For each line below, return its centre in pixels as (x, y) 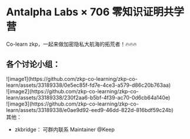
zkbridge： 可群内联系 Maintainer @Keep (64, 129)
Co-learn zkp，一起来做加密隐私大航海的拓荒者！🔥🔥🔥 (71, 44)
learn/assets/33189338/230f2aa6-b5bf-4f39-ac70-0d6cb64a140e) (88, 97)
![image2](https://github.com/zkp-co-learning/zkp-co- (73, 91)
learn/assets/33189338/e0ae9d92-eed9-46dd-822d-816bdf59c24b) (90, 110)
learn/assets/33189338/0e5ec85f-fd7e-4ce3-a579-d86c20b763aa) (89, 85)
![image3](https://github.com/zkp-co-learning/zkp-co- (73, 104)
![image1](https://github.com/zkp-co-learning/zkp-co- (72, 79)
